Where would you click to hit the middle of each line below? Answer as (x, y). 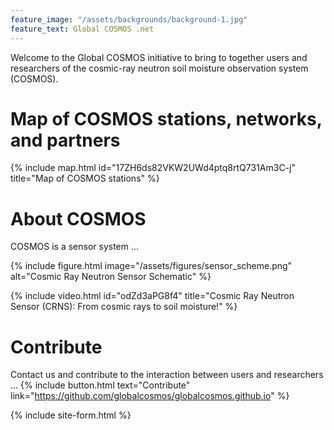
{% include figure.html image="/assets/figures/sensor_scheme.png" (151, 266)
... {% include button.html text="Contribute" (100, 385)
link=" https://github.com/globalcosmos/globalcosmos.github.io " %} (150, 396)
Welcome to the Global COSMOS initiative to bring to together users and (159, 57)
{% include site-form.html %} (71, 415)
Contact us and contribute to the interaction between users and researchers (167, 375)
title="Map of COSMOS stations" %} (85, 178)
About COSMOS (78, 218)
